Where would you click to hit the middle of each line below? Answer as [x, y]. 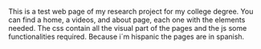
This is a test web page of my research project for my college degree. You [131, 11]
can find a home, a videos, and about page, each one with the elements [127, 20]
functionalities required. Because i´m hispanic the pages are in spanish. [126, 36]
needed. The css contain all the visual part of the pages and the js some [128, 28]
